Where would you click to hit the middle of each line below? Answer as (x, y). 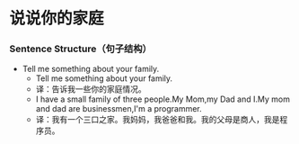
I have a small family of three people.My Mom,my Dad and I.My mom (163, 99)
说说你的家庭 (57, 18)
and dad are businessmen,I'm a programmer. (119, 109)
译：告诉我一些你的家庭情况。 (91, 89)
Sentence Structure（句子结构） (81, 49)
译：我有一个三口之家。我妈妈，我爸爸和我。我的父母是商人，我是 (158, 120)
